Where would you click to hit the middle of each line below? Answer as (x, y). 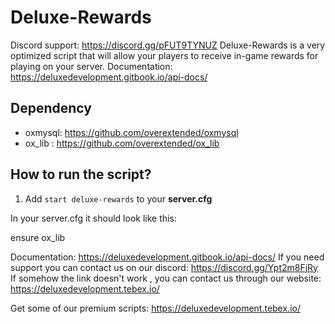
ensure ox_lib (38, 237)
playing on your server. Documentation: (91, 66)
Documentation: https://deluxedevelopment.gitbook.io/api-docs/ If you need (167, 257)
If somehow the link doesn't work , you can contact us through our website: (166, 278)
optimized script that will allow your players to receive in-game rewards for (164, 55)
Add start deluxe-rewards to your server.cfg (118, 198)
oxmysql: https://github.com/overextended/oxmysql (131, 132)
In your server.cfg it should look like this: (93, 218)
